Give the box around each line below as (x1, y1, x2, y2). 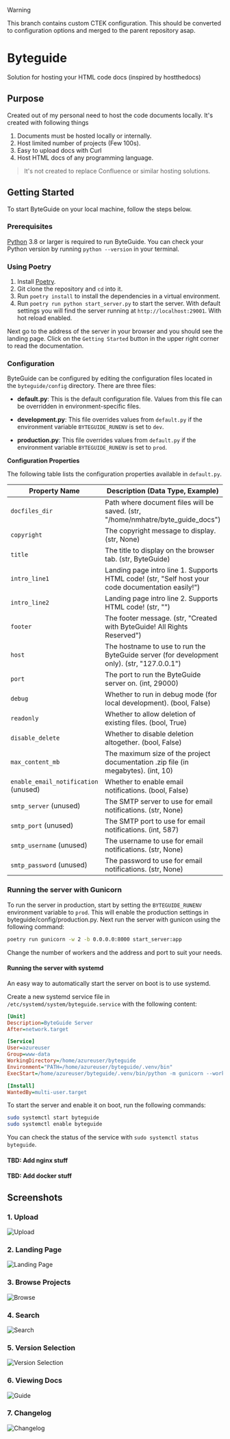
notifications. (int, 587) (105, 825, 179, 835)
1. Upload (7, 1212, 39, 1222)
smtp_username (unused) (10, 841, 88, 850)
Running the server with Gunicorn (7, 885, 122, 895)
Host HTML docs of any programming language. (16, 154, 154, 162)
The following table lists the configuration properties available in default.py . (7, 470, 222, 479)
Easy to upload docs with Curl (16, 146, 102, 154)
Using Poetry (7, 262, 51, 271)
